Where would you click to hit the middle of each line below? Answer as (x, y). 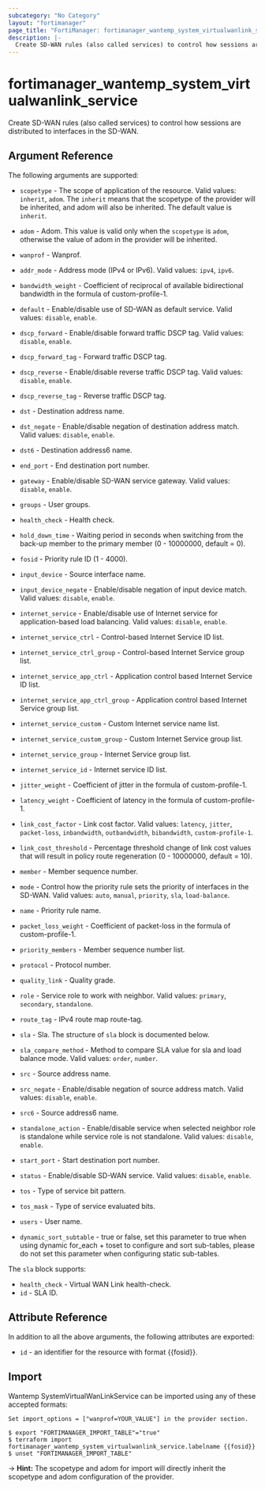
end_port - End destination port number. (84, 465)
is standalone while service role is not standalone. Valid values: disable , (136, 1136)
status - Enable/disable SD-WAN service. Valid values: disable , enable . (135, 1175)
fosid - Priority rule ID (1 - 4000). (74, 559)
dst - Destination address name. (72, 411)
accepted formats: (38, 1404)
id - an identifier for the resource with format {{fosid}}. (108, 1352)
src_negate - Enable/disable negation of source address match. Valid (131, 1089)
